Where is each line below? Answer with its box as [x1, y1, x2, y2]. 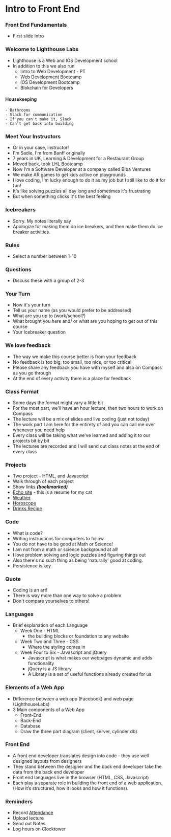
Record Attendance [12, 809, 53, 816]
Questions [5, 266, 32, 273]
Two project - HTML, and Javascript [12, 473, 89, 479]
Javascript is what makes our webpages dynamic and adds [27, 655, 153, 661]
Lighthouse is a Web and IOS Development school [12, 57, 118, 63]
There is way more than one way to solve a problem [12, 592, 122, 599]
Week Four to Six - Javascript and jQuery [20, 649, 107, 655]
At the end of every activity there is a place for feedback [12, 375, 131, 381]
